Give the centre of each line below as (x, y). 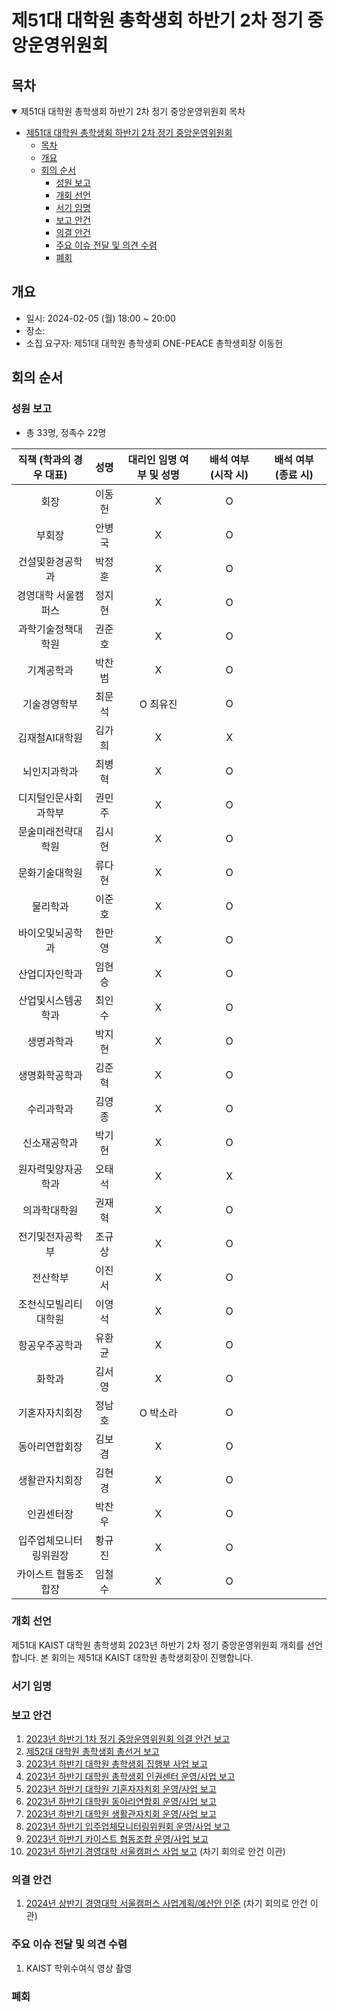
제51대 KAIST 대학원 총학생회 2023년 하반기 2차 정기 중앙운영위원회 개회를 (158, 1645)
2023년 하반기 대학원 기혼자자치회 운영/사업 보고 (121, 1789)
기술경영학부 (50, 704)
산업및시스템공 (50, 1000)
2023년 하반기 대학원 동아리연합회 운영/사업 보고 (121, 1802)
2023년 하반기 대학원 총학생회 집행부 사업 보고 (116, 1764)
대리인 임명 (152, 459)
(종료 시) (294, 474)
